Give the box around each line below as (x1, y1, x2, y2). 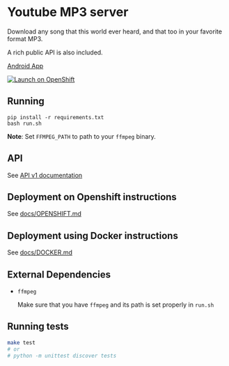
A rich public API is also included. (7, 48, 103, 56)
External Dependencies (7, 268, 111, 280)
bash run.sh (7, 120, 42, 127)
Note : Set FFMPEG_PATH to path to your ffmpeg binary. (7, 132, 157, 140)
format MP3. (7, 34, 43, 43)
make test (7, 339, 36, 346)
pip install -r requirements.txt (7, 114, 104, 121)
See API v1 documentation (7, 171, 83, 179)
